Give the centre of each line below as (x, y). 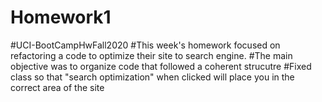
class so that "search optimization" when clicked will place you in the (152, 77)
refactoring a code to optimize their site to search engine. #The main (151, 55)
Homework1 (61, 17)
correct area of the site (57, 87)
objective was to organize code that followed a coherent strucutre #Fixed (161, 66)
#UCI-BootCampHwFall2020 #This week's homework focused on (145, 45)
